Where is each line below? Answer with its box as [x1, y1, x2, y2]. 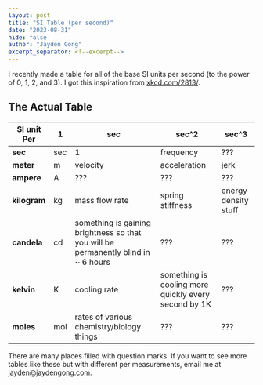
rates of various [74, 311, 133, 322]
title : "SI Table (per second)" [8, 19, 113, 27]
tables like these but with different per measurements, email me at [8, 359, 222, 369]
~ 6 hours [74, 256, 111, 267]
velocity [74, 159, 104, 170]
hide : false [8, 33, 47, 42]
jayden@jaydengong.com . [8, 368, 92, 377]
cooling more [160, 279, 209, 290]
